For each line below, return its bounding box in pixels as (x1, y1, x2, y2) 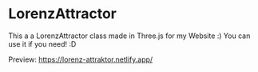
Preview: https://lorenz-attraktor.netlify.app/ (8, 55, 153, 64)
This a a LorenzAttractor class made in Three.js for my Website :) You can (8, 31, 251, 40)
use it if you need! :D (8, 39, 77, 48)
